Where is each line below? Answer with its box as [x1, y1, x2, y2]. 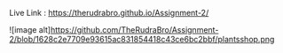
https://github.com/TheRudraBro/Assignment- [50, 25, 219, 34]
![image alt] [9, 25, 51, 34]
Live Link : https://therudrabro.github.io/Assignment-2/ [9, 8, 209, 18]
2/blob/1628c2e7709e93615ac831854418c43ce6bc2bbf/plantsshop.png [9, 34, 275, 44]
